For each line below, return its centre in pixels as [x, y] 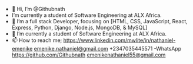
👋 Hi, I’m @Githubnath [39, 9]
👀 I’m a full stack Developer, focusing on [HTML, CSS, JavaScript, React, [100, 21]
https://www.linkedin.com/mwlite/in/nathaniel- [119, 40]
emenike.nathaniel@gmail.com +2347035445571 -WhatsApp [108, 49]
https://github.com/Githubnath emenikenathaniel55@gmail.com [89, 55]
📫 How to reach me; [37, 40]
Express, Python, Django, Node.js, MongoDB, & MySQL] [79, 27]
